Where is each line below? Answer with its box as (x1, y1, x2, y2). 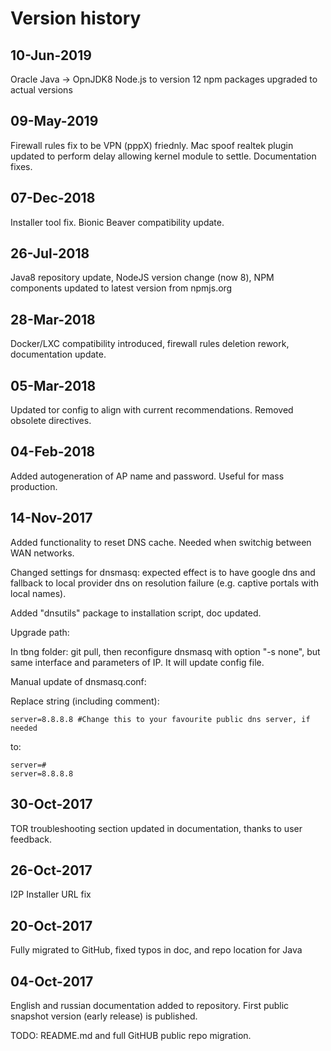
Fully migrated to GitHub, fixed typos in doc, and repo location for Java (10, 944, 303, 956)
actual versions (10, 84, 73, 96)
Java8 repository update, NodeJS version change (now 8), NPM (10, 272, 275, 284)
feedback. (10, 833, 52, 845)
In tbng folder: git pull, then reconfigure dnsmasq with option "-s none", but (10, 645, 321, 657)
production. (10, 480, 58, 492)
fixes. (10, 160, 33, 172)
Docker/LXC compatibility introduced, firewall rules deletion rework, (10, 338, 290, 350)
